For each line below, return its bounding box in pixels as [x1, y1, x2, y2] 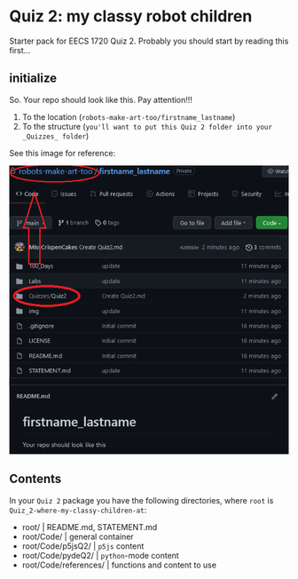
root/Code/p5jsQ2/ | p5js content [21, 540, 145, 551]
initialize [9, 71, 58, 86]
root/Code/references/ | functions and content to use [21, 559, 217, 570]
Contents [9, 472, 62, 487]
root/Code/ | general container [21, 531, 135, 542]
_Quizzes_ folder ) [21, 131, 90, 141]
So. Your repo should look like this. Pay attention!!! [9, 94, 193, 105]
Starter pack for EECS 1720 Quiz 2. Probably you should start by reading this [9, 36, 289, 46]
